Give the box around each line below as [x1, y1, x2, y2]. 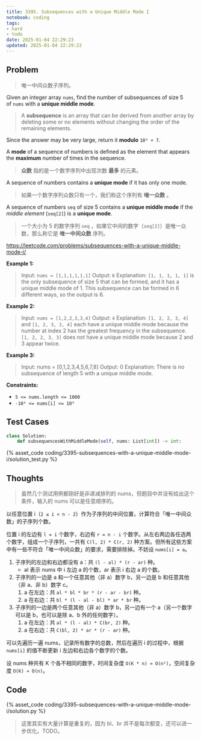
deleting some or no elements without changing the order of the [20, 118, 180, 125]
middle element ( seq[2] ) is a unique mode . [6, 209, 113, 217]
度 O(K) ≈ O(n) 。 [6, 667, 48, 674]
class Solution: [6, 432, 47, 439]
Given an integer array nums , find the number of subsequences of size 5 [6, 93, 184, 101]
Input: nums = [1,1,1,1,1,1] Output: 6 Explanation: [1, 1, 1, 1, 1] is [20, 271, 194, 279]
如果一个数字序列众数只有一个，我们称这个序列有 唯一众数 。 [20, 191, 172, 198]
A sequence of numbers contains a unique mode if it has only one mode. [6, 179, 188, 186]
